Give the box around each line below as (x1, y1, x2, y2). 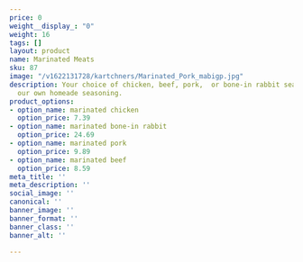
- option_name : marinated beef (9, 155, 127, 165)
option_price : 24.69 (17, 131, 95, 140)
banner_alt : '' (9, 230, 67, 239)
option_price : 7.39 (17, 113, 91, 122)
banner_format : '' (9, 213, 78, 223)
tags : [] (9, 38, 42, 48)
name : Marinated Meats (9, 55, 95, 64)
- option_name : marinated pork (9, 139, 127, 148)
